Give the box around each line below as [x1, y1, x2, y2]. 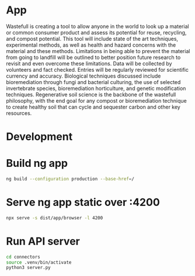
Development [6, 130, 73, 144]
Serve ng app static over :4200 [6, 196, 161, 209]
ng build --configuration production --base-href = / [6, 176, 134, 182]
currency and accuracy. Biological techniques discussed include [6, 72, 161, 79]
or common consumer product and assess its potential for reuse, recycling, [6, 29, 187, 36]
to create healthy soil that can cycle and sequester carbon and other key [6, 103, 181, 110]
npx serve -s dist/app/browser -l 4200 [6, 215, 103, 221]
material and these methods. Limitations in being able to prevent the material [6, 47, 190, 54]
